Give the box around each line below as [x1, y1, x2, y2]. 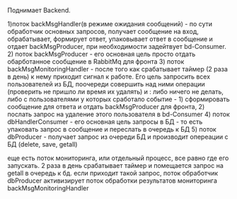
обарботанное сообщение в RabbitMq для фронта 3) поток [7, 57, 185, 66]
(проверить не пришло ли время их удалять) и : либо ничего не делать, [7, 88, 224, 96]
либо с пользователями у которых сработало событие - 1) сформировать [7, 95, 230, 103]
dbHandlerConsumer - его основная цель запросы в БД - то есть [7, 118, 203, 126]
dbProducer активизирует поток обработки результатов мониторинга [7, 176, 218, 185]
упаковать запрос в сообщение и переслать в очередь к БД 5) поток [7, 125, 217, 133]
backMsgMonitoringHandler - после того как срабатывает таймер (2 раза [7, 65, 229, 73]
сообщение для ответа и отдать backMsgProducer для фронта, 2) [7, 103, 205, 110]
